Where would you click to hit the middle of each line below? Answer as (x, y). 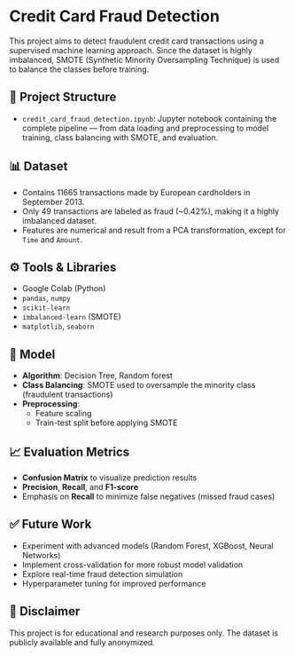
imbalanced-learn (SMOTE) (71, 317)
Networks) (41, 555)
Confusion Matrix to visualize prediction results (109, 478)
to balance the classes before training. (79, 69)
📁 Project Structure (63, 97)
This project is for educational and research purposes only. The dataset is (144, 633)
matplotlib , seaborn (58, 327)
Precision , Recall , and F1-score (80, 487)
